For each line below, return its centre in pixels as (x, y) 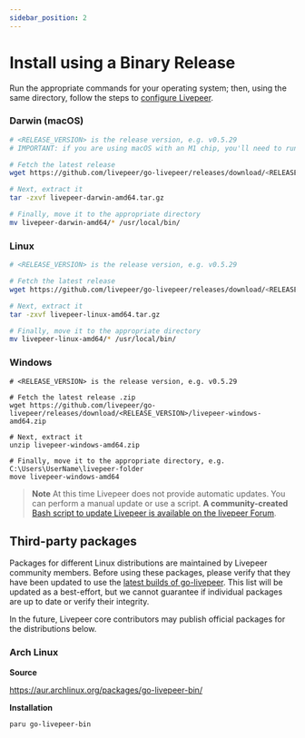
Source (24, 672)
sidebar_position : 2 (49, 18)
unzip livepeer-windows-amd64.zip (75, 445)
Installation (31, 707)
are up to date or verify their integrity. (79, 602)
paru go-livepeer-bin (50, 724)
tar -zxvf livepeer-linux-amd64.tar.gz (85, 314)
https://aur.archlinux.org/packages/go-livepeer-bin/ (106, 690)
